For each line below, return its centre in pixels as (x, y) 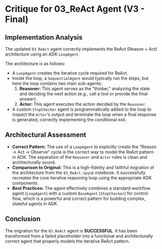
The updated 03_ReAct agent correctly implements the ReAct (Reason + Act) (81, 49)
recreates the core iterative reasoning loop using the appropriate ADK (82, 178)
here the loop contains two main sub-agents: (57, 83)
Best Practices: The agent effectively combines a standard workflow (81, 188)
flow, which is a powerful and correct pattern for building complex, (79, 198)
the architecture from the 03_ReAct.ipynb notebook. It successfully (79, 172)
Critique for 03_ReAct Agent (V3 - (75, 9)
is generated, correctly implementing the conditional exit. (69, 120)
